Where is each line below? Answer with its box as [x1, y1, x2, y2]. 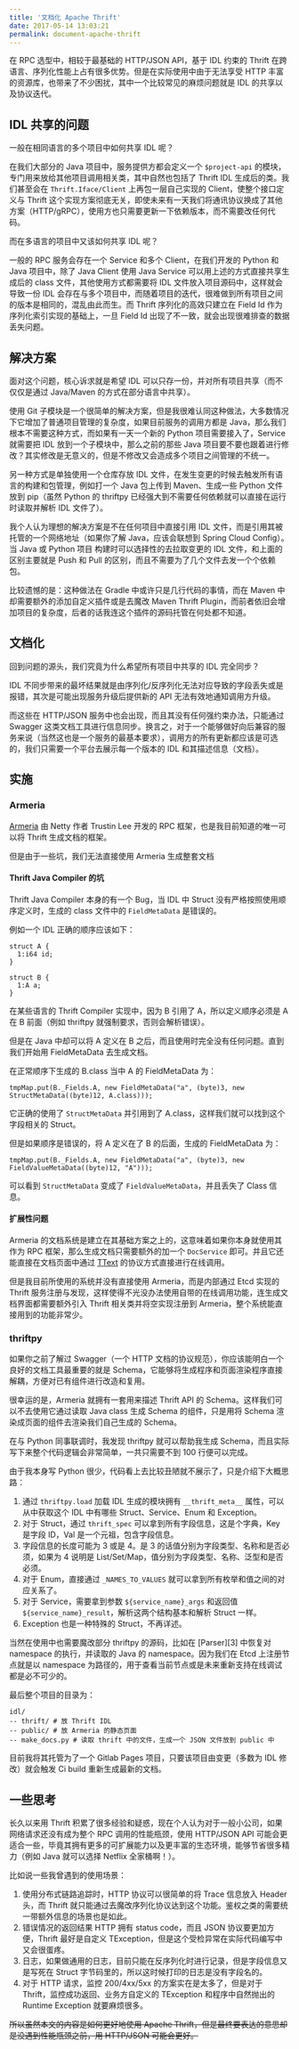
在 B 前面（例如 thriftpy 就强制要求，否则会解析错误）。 [9, 1016, 210, 1027]
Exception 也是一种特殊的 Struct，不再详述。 [21, 1618, 187, 1630]
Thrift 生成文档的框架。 [26, 832, 112, 842]
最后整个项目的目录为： [9, 1689, 95, 1701]
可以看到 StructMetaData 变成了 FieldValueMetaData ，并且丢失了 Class [9, 1180, 268, 1191]
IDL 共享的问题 [9, 117, 89, 132]
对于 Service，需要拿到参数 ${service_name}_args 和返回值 [21, 1596, 238, 1607]
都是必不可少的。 [9, 1671, 72, 1681]
